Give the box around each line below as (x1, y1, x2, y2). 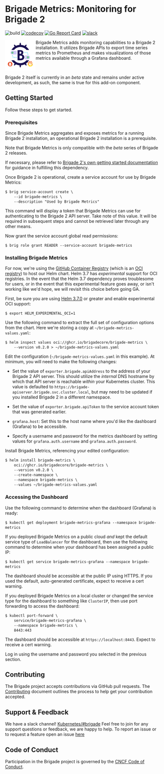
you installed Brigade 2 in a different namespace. (12, 394, 112, 400)
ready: (5, 510, 18, 516)
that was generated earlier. (12, 409, 67, 415)
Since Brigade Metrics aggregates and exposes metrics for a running (5, 130, 144, 136)
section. (5, 656, 22, 662)
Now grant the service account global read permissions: (5, 233, 118, 239)
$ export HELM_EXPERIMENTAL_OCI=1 (5, 311, 76, 316)
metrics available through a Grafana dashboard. (36, 55, 132, 61)
